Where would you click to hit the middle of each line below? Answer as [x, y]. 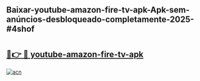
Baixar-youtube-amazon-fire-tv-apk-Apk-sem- [98, 10]
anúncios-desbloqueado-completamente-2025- [100, 20]
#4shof [20, 29]
